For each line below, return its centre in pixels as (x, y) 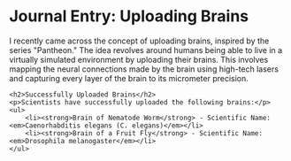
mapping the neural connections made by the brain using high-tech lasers (144, 69)
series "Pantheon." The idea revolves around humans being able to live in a (146, 50)
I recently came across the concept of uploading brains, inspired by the (139, 41)
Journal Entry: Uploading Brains (129, 16)
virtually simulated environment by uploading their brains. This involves (139, 59)
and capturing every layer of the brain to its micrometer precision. (129, 78)
